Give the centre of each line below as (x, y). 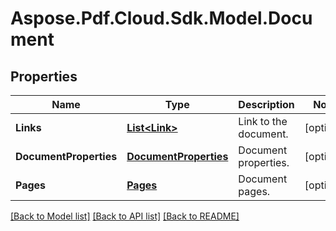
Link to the (263, 121)
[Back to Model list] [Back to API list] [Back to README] (125, 216)
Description (266, 104)
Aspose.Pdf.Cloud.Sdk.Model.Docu (161, 18)
